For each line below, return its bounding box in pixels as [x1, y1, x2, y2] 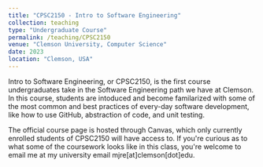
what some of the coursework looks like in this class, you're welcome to [8, 142, 242, 151]
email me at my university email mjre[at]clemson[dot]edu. [8, 150, 195, 159]
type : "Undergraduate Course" [8, 26, 108, 34]
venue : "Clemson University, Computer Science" [8, 41, 168, 49]
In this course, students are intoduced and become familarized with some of [8, 93, 256, 103]
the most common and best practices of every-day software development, [8, 101, 250, 111]
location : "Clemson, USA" [8, 56, 93, 64]
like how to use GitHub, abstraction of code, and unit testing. [8, 110, 205, 119]
